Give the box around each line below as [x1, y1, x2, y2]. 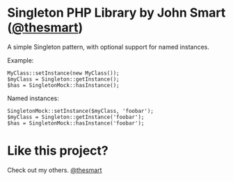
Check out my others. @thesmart [7, 166, 102, 174]
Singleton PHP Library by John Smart [7, 5, 226, 21]
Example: [7, 56, 34, 64]
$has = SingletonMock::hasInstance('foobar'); [7, 120, 145, 127]
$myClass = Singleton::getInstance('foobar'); [7, 113, 145, 120]
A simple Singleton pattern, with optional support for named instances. [7, 42, 210, 51]
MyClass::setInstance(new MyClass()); [7, 70, 120, 77]
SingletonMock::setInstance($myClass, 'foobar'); [7, 107, 154, 114]
